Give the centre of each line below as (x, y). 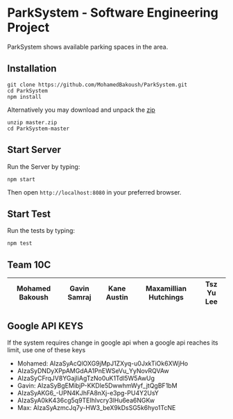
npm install (24, 97)
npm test (20, 244)
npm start (21, 179)
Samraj (79, 297)
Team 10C (29, 264)
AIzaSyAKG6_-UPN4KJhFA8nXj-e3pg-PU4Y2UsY (88, 393)
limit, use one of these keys (46, 350)
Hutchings (166, 297)
